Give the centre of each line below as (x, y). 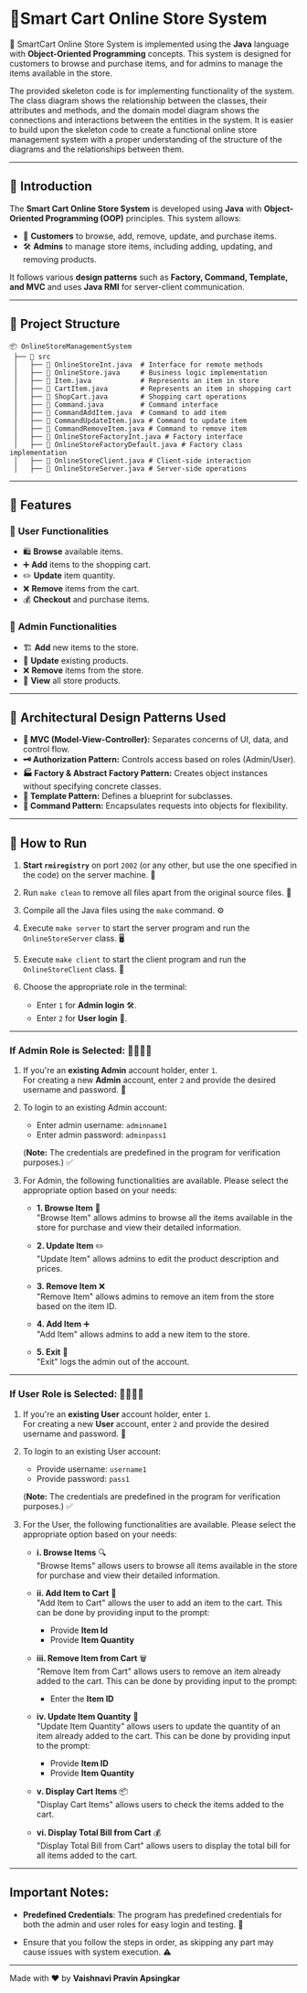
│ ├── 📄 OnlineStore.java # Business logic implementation (140, 373)
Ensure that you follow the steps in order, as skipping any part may (148, 1942)
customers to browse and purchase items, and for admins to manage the (146, 63)
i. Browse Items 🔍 (71, 1552)
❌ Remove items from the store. (83, 670)
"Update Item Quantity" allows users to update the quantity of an (158, 1726)
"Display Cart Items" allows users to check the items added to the (160, 1804)
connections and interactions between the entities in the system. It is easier (152, 120)
